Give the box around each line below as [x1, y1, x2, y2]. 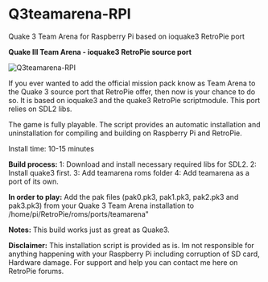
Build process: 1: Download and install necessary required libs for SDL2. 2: [8, 159, 258, 169]
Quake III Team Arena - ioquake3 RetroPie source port [8, 47, 192, 56]
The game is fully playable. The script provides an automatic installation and [8, 119, 261, 129]
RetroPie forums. [8, 266, 64, 276]
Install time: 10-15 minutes [8, 143, 95, 153]
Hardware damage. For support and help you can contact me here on [8, 257, 238, 267]
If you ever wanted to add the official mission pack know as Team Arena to [8, 78, 256, 88]
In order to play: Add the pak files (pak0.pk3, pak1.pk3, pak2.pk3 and [8, 192, 239, 201]
